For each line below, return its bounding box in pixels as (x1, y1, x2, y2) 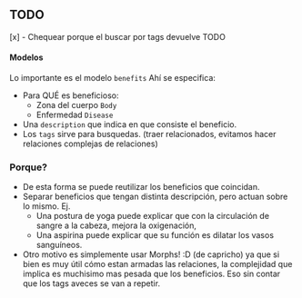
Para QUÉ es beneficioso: (22, 90, 119, 101)
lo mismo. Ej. (22, 201, 71, 212)
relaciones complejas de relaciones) (22, 138, 158, 149)
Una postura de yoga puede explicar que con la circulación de (35, 211, 270, 222)
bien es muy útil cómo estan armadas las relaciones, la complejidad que (22, 259, 293, 270)
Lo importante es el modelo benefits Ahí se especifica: (9, 73, 216, 84)
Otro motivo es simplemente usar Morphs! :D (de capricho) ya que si (22, 249, 280, 260)
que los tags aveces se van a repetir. (22, 278, 161, 289)
